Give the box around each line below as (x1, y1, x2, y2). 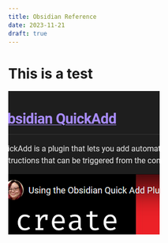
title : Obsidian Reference (8, 13, 97, 21)
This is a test (8, 64, 93, 82)
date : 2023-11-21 (8, 21, 65, 29)
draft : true (8, 29, 47, 37)
